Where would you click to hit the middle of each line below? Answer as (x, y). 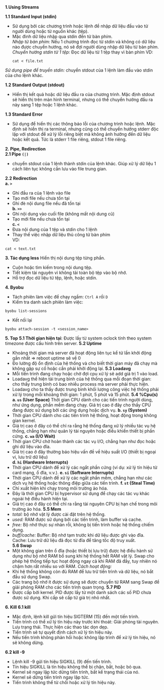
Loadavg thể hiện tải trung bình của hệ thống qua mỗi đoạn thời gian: (82, 379)
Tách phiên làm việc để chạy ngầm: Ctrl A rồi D (60, 297)
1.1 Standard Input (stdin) (31, 16)
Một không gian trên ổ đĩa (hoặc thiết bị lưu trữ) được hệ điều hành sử (82, 551)
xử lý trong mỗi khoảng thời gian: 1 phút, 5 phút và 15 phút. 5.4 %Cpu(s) (85, 394)
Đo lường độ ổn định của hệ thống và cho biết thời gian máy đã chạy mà (85, 363)
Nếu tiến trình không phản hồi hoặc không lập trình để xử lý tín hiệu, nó (84, 637)
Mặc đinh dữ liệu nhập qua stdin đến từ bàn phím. (62, 37)
